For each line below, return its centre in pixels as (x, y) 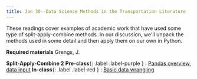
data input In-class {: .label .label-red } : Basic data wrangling (80, 69)
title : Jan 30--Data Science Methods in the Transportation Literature (96, 11)
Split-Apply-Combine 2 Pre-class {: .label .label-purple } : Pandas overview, (98, 63)
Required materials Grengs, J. (43, 52)
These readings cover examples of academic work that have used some (94, 28)
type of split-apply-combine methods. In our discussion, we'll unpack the (95, 34)
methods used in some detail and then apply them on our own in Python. (94, 40)
